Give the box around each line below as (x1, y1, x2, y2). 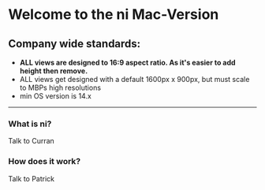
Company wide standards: (8, 37, 141, 50)
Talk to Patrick (8, 173, 55, 183)
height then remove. (19, 66, 88, 76)
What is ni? (8, 118, 52, 129)
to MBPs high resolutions (19, 83, 101, 92)
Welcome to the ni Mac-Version (8, 6, 219, 24)
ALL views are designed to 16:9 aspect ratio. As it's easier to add (19, 58, 236, 67)
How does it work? (8, 156, 81, 167)
